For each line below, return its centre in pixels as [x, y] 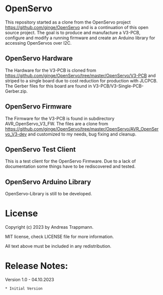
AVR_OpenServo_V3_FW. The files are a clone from [57, 124]
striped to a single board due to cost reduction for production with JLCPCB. [81, 80]
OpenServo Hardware [39, 59]
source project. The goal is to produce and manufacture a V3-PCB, [73, 32]
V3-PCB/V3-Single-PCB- [118, 86]
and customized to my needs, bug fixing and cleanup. [82, 134]
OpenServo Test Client [41, 149]
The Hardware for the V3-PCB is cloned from [51, 70]
